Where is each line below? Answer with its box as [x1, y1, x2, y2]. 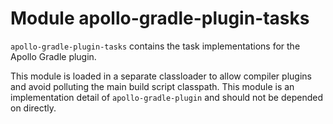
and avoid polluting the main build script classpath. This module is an [10, 80, 295, 92]
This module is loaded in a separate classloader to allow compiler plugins [10, 70, 312, 82]
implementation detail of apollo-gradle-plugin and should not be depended [10, 91, 323, 103]
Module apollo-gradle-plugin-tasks [10, 7, 310, 30]
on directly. [10, 102, 57, 114]
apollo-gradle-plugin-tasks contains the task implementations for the [10, 40, 301, 52]
